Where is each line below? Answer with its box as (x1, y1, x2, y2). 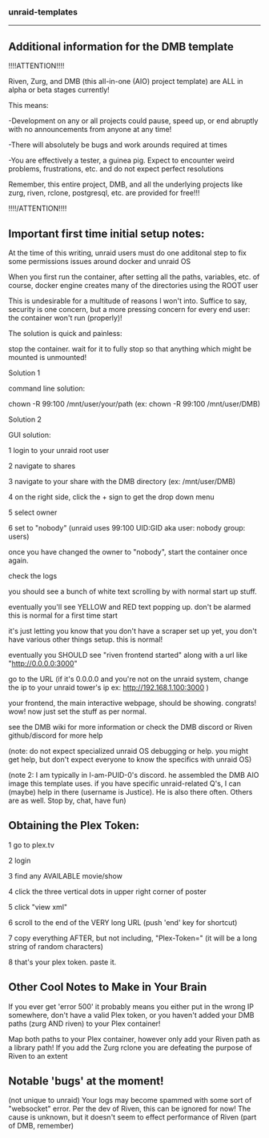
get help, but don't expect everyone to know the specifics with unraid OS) (8, 755, 252, 764)
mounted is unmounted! (8, 352, 87, 362)
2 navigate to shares (8, 461, 76, 471)
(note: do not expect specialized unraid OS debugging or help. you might (8, 746, 248, 755)
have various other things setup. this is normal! (8, 635, 163, 644)
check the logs (8, 571, 58, 580)
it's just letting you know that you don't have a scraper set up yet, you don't (8, 626, 258, 635)
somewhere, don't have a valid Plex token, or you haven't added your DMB (8, 1010, 255, 1020)
